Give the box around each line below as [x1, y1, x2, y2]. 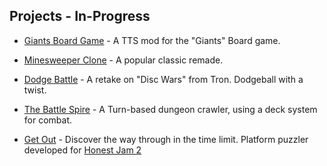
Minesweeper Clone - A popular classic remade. [23, 54, 224, 66]
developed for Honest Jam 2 [23, 144, 142, 156]
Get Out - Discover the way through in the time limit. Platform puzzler [23, 133, 309, 145]
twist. [23, 84, 47, 96]
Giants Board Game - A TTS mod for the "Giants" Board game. [23, 34, 281, 46]
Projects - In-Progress [9, 8, 151, 25]
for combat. [23, 114, 73, 126]
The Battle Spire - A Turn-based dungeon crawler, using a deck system [23, 103, 318, 115]
